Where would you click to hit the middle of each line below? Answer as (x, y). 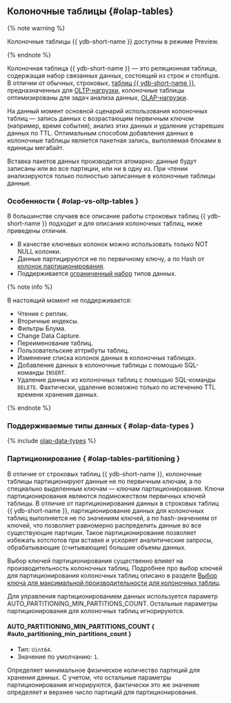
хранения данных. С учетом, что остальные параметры (89, 677)
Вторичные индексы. (48, 321)
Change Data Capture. (49, 336)
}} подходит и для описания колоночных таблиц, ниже (122, 223)
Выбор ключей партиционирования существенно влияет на (96, 561)
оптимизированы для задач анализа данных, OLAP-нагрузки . (98, 97)
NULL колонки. (39, 252)
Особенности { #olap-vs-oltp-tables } (73, 201)
